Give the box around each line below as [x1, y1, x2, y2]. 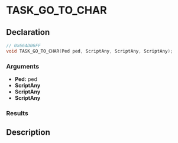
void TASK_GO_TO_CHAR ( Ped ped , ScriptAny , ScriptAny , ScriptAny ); [6, 48, 173, 54]
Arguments [6, 62, 40, 70]
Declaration [6, 27, 50, 37]
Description [6, 128, 50, 138]
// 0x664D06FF [6, 43, 41, 48]
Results [6, 109, 28, 117]
